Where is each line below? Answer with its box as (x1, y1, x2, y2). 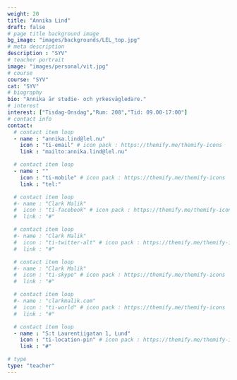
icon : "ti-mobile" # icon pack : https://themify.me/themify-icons (20, 174, 226, 181)
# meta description (7, 43, 65, 50)
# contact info (7, 115, 52, 122)
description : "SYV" (7, 50, 68, 57)
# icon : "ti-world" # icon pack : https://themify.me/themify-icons (13, 304, 226, 311)
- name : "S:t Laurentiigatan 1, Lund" (13, 330, 131, 337)
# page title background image (7, 30, 99, 37)
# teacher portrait (7, 57, 65, 64)
